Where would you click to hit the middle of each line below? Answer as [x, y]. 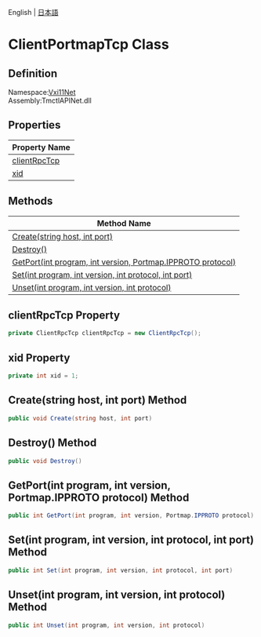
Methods [31, 201]
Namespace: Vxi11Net [42, 92]
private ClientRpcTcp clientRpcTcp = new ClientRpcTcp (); [105, 333]
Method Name [124, 223]
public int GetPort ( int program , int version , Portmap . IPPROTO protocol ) [131, 516]
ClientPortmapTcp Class [89, 44]
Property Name [41, 147]
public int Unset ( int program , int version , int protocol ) [107, 625]
